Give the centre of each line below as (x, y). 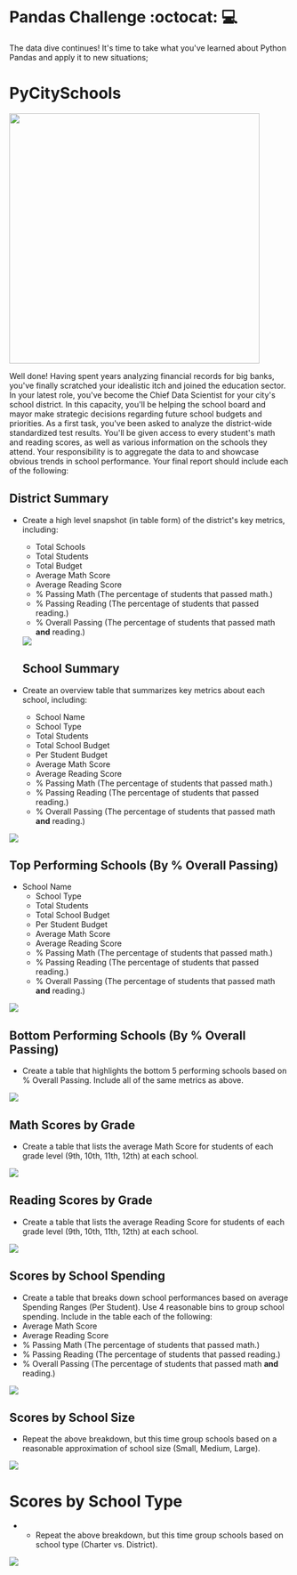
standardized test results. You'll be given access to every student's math (142, 432)
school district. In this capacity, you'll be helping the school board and (138, 404)
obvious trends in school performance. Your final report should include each (149, 461)
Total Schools (60, 546)
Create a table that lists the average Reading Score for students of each (153, 1222)
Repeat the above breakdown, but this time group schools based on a (149, 1439)
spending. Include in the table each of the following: (117, 1316)
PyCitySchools (65, 93)
